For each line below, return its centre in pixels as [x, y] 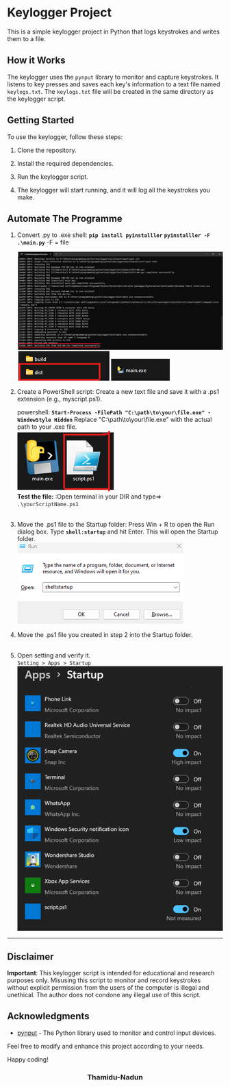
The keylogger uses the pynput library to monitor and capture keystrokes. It [113, 77]
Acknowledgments [49, 1016]
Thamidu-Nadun [115, 1077]
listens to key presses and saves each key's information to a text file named [114, 84]
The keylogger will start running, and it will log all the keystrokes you [114, 190]
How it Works [36, 61]
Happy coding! [28, 1059]
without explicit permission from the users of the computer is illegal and [108, 988]
